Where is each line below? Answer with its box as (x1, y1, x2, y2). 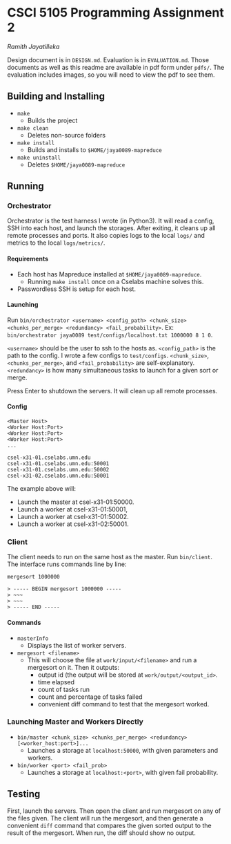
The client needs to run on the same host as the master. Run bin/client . (7, 553, 212, 561)
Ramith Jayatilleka (7, 42, 60, 50)
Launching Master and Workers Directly (7, 717, 143, 726)
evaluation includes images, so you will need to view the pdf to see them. (7, 71, 215, 79)
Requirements (7, 254, 49, 263)
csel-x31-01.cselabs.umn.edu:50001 (7, 460, 110, 467)
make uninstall (17, 154, 61, 161)
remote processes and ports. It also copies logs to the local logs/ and (7, 232, 205, 240)
